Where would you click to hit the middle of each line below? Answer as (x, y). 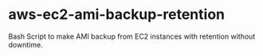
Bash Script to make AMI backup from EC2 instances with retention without (132, 36)
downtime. (26, 44)
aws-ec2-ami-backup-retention (117, 15)
